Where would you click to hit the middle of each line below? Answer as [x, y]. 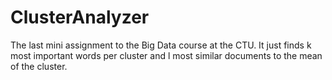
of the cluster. [39, 66]
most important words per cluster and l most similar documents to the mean [166, 55]
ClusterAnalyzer [80, 17]
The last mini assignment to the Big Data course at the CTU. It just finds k [161, 45]
